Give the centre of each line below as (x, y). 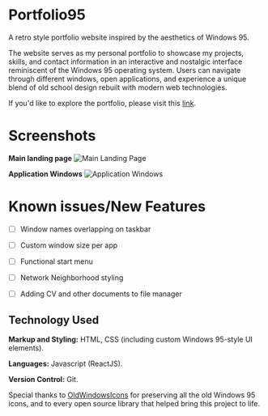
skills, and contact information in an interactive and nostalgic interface (125, 62)
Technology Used (54, 320)
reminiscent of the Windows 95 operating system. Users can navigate (125, 70)
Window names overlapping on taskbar (85, 229)
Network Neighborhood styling (72, 278)
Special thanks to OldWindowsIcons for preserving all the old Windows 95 (132, 395)
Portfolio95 (47, 15)
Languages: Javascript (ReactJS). (66, 363)
